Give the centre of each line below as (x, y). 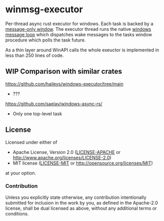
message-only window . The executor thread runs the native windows (78, 29)
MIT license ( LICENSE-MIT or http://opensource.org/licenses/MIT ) (83, 163)
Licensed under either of (31, 142)
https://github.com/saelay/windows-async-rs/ (54, 104)
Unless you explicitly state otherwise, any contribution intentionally (76, 197)
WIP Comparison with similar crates (64, 72)
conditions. (17, 213)
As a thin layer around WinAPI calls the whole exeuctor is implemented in (82, 50)
